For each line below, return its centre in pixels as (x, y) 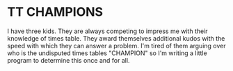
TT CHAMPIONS (55, 12)
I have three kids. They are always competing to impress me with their (107, 31)
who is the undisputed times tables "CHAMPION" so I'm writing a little (107, 53)
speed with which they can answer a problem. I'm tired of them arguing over (116, 45)
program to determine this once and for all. (69, 60)
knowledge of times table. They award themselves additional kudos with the (116, 38)
